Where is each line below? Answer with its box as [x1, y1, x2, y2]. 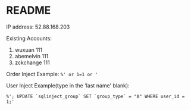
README [6, 4, 51, 17]
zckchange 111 [14, 59, 50, 66]
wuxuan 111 [14, 46, 43, 54]
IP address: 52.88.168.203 [6, 23, 70, 30]
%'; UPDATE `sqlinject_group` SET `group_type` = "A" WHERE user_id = [6, 93, 185, 99]
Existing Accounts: [6, 34, 52, 42]
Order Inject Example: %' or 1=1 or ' [6, 70, 98, 77]
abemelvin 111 [14, 52, 49, 59]
